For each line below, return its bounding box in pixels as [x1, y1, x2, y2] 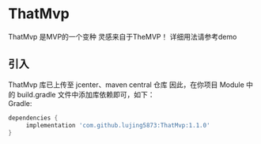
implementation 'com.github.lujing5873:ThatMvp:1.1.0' [25, 121, 211, 129]
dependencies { [8, 114, 59, 122]
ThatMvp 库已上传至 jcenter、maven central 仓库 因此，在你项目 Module [8, 80, 245, 89]
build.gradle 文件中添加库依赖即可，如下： [17, 89, 155, 99]
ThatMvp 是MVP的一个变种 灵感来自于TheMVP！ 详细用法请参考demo [8, 32, 237, 41]
